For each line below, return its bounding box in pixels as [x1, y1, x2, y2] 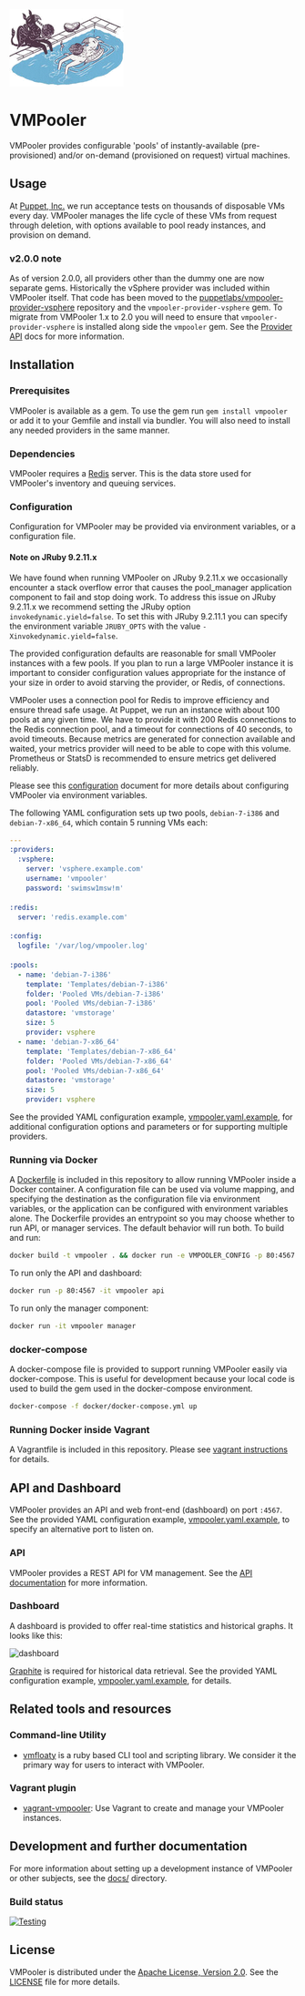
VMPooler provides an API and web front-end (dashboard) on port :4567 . [9, 1504, 283, 1516]
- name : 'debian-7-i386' [17, 970, 112, 979]
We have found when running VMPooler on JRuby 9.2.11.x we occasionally [9, 572, 289, 583]
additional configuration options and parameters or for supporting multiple [9, 1121, 289, 1132]
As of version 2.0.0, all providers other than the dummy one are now [9, 273, 265, 284]
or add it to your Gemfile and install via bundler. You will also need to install [9, 415, 291, 425]
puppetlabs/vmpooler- [198, 292, 284, 303]
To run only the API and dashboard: [9, 1267, 143, 1279]
